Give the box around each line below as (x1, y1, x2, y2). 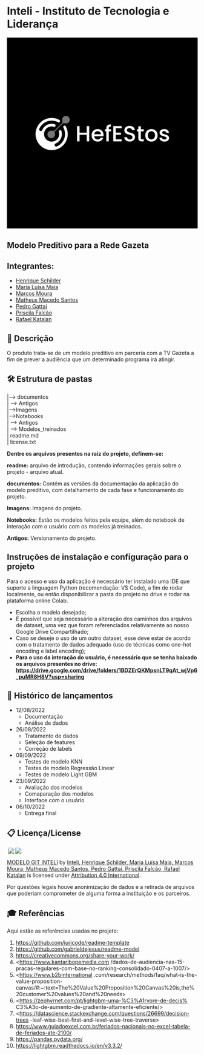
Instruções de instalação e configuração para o (7, 552, 189, 562)
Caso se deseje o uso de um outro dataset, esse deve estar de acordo (15, 634, 191, 642)
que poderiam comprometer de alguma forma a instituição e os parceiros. (7, 890, 191, 897)
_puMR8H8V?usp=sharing (15, 673, 85, 680)
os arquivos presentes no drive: (15, 660, 97, 667)
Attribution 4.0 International (71, 871, 140, 879)
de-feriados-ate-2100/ (15, 1029, 72, 1037)
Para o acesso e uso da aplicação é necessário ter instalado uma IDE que (7, 577, 190, 585)
